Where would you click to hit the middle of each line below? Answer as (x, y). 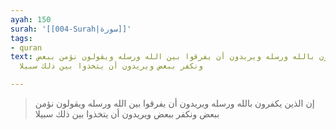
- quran (26, 47)
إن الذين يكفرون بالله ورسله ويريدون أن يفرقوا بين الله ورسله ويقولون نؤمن (174, 103)
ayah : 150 (31, 19)
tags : (21, 38)
